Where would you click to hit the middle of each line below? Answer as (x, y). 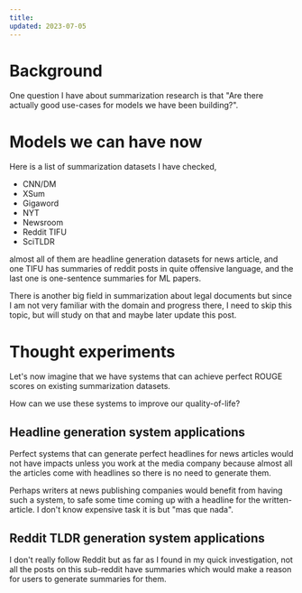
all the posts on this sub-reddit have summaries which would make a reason (151, 569)
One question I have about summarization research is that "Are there (137, 96)
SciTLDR (39, 242)
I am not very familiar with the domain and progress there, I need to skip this (151, 306)
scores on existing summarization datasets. (90, 386)
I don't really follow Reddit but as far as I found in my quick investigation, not (151, 560)
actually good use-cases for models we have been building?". (124, 106)
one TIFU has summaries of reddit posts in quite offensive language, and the (151, 269)
